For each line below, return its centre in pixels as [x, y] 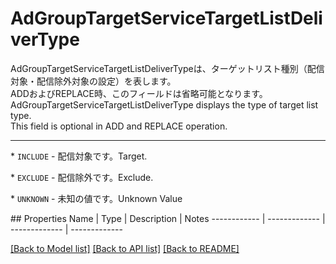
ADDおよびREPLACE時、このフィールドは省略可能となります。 [139, 93]
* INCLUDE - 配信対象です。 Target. [79, 156]
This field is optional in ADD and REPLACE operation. [119, 126]
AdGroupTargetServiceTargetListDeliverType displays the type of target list [164, 104]
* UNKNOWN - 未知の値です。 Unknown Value [96, 198]
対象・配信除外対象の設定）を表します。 [93, 81]
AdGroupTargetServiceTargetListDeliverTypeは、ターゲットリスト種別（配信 [167, 68]
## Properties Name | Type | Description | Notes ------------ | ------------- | [168, 218]
